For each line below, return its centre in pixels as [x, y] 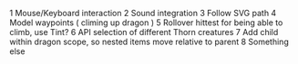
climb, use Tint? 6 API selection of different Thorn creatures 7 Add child [144, 32]
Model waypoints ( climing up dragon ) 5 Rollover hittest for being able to [146, 23]
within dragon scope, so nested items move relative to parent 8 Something [149, 41]
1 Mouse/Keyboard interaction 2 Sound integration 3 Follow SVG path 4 [143, 13]
